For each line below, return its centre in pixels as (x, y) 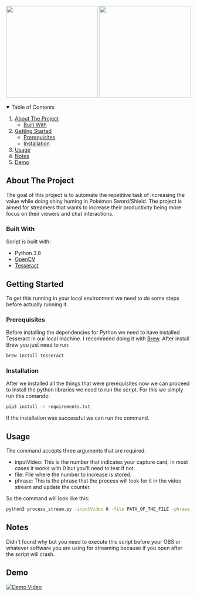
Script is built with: (28, 242)
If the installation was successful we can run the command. (78, 418)
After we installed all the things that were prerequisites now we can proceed (98, 384)
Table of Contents (33, 107)
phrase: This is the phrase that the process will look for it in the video (98, 481)
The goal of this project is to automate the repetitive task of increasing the (96, 195)
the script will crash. (30, 554)
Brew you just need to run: (38, 345)
